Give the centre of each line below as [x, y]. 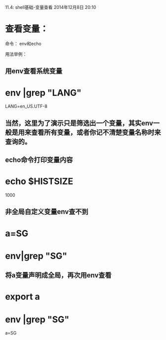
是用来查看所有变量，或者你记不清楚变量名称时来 [86, 132]
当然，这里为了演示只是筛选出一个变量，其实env [79, 123]
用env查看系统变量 [34, 71]
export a [23, 297]
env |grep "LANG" [43, 93]
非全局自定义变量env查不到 [47, 212]
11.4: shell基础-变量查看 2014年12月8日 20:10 [51, 7]
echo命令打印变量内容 [39, 160]
